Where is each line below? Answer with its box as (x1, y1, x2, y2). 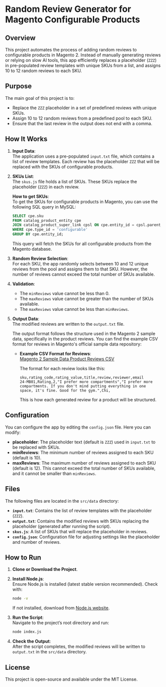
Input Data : (12, 148, 36, 154)
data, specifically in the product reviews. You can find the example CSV (12, 336, 158, 342)
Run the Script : (12, 614, 44, 621)
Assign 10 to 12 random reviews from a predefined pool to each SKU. (12, 115, 153, 121)
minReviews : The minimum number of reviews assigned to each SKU (12, 449, 154, 455)
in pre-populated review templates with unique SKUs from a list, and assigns (5, 63, 161, 68)
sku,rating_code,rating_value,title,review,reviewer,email (19, 375, 144, 380)
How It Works (5, 135, 48, 143)
